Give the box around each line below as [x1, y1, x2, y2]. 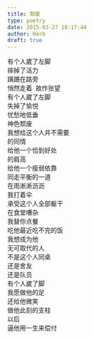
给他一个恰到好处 [7, 146, 57, 155]
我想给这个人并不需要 [7, 129, 69, 137]
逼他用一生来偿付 [7, 324, 57, 333]
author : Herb [7, 30, 46, 38]
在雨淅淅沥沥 [7, 182, 45, 190]
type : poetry [7, 17, 46, 24]
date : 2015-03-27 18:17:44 [7, 23, 87, 31]
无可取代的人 [7, 244, 45, 252]
